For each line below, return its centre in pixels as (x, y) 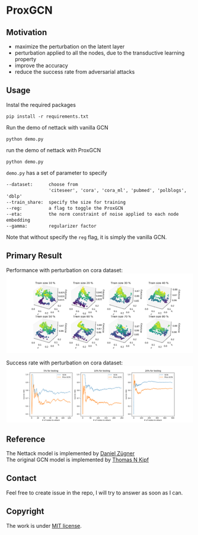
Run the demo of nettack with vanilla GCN (57, 127)
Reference (26, 439)
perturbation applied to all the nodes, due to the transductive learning (100, 53)
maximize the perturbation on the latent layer (70, 46)
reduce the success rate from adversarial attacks (75, 72)
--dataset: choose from (42, 184)
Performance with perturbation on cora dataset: (65, 270)
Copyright (25, 512)
